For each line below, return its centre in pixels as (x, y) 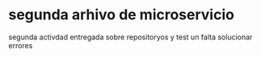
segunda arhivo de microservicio (121, 15)
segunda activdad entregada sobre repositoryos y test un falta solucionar (130, 37)
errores (21, 45)
